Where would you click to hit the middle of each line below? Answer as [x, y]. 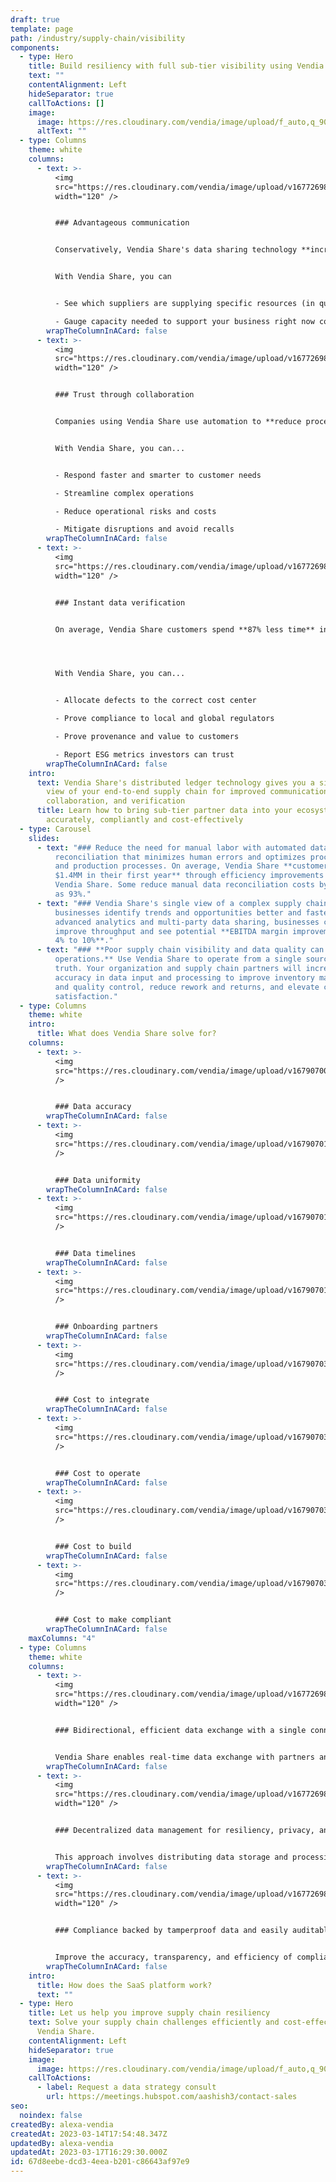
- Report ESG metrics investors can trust [144, 754]
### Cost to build [93, 1546]
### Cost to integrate [102, 1400]
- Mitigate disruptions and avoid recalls [144, 529]
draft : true [35, 19]
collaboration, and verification [116, 801]
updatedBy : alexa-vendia [62, 2143]
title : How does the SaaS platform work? [124, 1985]
